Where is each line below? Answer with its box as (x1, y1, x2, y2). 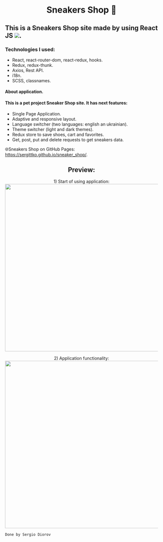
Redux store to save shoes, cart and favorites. (12, 131, 104, 137)
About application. (5, 89, 44, 94)
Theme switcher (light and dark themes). (12, 126, 94, 132)
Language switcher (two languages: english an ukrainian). (12, 121, 128, 127)
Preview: (67, 166, 96, 174)
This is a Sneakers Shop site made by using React (5, 24, 158, 32)
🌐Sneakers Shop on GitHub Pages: (5, 146, 75, 152)
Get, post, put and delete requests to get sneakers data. (12, 136, 124, 143)
